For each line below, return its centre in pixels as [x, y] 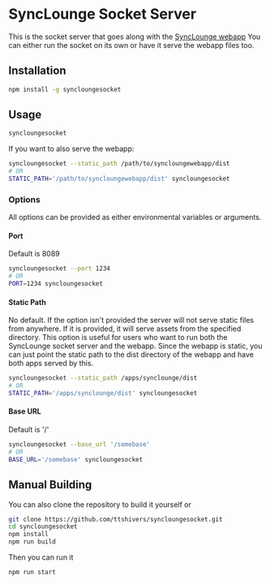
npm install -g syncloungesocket [65, 89]
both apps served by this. [51, 363]
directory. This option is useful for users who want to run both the [118, 337]
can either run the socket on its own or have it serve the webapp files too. [131, 45]
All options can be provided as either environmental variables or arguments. [135, 217]
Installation [37, 71]
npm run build [32, 542]
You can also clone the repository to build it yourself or [100, 505]
